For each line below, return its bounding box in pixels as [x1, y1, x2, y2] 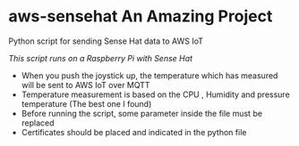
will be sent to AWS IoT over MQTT [21, 79, 150, 90]
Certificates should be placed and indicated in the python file [21, 126, 247, 137]
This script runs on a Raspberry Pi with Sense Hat [8, 53, 193, 63]
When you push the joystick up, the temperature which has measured [21, 69, 278, 81]
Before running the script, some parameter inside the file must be [21, 108, 263, 118]
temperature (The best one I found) [21, 98, 152, 109]
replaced [21, 118, 55, 128]
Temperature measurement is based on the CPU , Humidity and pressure [21, 89, 290, 100]
